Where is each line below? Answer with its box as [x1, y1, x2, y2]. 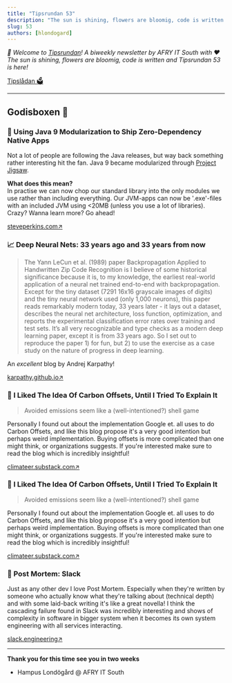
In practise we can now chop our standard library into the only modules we [7, 186, 220, 194]
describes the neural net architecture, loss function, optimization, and [23, 309, 222, 318]
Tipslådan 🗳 [7, 77, 43, 85]
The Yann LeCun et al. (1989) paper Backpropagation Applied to [23, 258, 206, 266]
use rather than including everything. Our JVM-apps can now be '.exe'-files [7, 194, 222, 202]
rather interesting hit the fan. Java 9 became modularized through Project [7, 158, 216, 167]
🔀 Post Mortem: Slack [7, 569, 81, 579]
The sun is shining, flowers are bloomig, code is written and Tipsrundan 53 [7, 56, 221, 64]
